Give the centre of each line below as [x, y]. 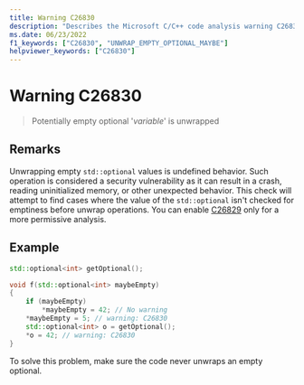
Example [34, 248]
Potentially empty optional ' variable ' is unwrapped [125, 121]
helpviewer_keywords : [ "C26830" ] [72, 52]
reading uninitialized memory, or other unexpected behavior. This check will [151, 190]
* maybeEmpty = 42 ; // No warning [105, 310]
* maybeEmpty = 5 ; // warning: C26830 [97, 319]
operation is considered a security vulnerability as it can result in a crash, [146, 181]
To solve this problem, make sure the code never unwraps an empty [136, 361]
